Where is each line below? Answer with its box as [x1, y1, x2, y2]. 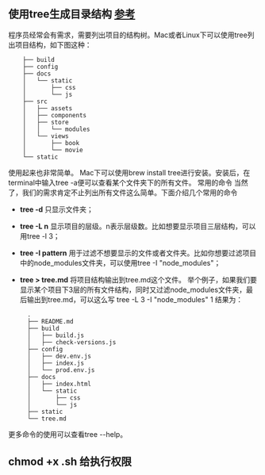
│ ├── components [22, 111, 87, 119]
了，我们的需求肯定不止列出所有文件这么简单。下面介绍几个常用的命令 [8, 187, 238, 197]
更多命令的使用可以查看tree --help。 [8, 429, 128, 439]
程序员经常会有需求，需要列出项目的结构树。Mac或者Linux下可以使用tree [8, 30, 248, 40]
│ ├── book [22, 139, 80, 147]
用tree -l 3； [19, 231, 61, 240]
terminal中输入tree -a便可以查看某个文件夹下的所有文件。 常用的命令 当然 [8, 178, 248, 187]
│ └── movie [22, 146, 83, 154]
